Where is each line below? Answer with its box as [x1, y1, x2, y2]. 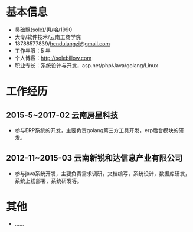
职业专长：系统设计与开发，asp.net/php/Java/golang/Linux [14, 61, 158, 68]
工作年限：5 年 [14, 47, 51, 54]
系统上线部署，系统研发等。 [14, 177, 83, 184]
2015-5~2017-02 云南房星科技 [6, 110, 119, 120]
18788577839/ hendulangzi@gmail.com [14, 40, 110, 47]
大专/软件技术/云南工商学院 [14, 33, 81, 40]
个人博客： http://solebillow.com [14, 54, 92, 61]
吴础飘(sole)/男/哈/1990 [14, 26, 73, 33]
